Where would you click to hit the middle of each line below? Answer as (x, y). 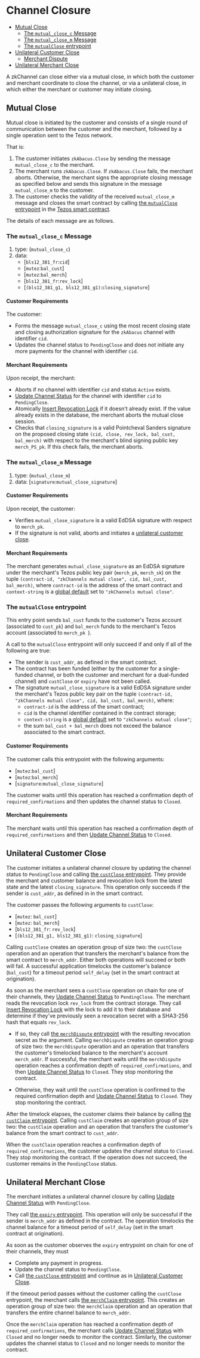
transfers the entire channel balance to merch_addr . (69, 1313)
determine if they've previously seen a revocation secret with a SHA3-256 (97, 1016)
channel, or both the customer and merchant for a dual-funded (111, 675)
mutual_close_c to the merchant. (55, 164)
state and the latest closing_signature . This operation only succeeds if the (98, 887)
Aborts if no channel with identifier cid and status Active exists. (93, 390)
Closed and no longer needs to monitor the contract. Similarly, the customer (99, 1337)
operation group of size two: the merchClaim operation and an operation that (99, 1307)
